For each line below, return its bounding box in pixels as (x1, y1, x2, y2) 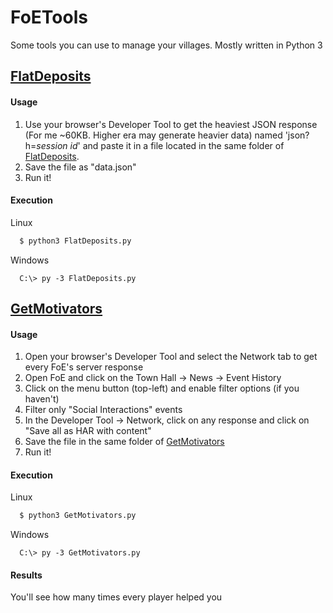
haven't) (24, 393, 60, 405)
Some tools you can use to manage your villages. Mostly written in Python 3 (10, 39, 323, 51)
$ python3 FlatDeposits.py (19, 236, 132, 246)
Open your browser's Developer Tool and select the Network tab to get (24, 351, 318, 363)
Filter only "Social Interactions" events (24, 404, 183, 416)
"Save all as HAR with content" (24, 425, 152, 437)
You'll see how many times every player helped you (10, 591, 223, 603)
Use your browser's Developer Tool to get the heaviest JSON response (24, 118, 318, 130)
